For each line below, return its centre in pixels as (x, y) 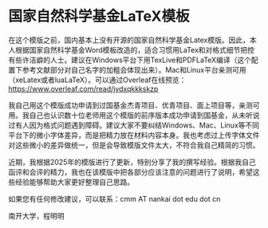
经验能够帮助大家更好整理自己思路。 (74, 182)
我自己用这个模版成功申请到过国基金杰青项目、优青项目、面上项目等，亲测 (130, 105)
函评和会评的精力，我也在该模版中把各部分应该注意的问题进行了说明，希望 (130, 171)
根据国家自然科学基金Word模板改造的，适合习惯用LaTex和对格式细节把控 (135, 49)
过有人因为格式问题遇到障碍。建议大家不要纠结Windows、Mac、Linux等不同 (134, 125)
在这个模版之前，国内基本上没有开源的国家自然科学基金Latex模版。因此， (129, 40)
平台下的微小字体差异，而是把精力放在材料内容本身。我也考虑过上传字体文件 (134, 135)
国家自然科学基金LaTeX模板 (99, 16)
